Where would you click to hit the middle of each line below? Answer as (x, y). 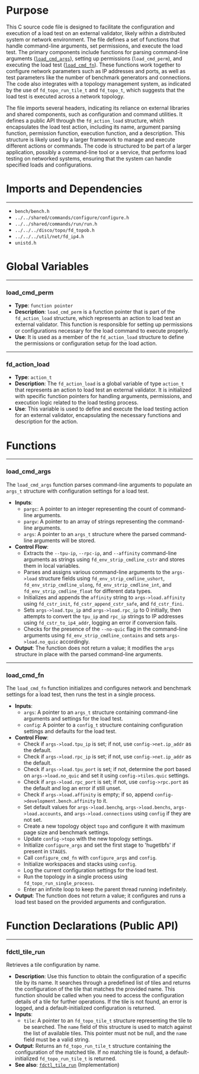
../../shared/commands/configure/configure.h (72, 218)
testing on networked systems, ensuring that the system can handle (89, 158)
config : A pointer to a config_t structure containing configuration (103, 725)
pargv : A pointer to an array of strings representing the (90, 521)
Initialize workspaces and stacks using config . (80, 864)
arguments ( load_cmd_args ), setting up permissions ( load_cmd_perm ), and (94, 58)
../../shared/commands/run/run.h (56, 224)
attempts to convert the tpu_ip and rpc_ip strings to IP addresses (103, 616)
